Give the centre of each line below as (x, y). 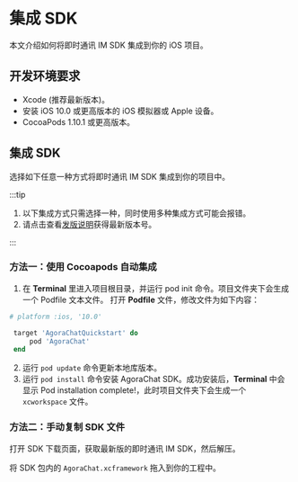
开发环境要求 (45, 76)
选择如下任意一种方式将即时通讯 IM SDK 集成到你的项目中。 (120, 176)
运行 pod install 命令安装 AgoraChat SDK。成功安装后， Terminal (145, 379)
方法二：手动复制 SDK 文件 (67, 427)
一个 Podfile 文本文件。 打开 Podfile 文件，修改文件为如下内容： (141, 299)
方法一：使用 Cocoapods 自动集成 (83, 267)
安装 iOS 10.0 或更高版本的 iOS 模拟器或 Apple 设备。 (120, 111)
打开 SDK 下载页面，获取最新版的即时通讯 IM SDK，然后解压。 (125, 448)
